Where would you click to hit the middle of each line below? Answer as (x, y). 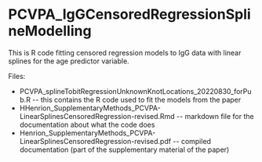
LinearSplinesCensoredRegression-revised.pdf (95, 141)
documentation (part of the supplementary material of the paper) (124, 149)
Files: (17, 76)
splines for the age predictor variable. (69, 61)
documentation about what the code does (87, 124)
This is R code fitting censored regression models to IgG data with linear (125, 52)
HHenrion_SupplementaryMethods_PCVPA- (90, 108)
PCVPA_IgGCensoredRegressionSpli (129, 14)
